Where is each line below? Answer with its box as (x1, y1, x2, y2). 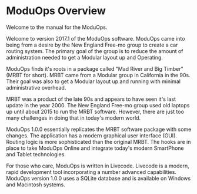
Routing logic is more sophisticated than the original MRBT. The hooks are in (6, 138, 191, 145)
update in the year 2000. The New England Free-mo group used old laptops (6, 101, 190, 108)
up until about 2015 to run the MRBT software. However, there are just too (6, 108, 184, 115)
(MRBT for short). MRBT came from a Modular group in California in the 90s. (6, 71, 191, 78)
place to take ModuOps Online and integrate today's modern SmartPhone (6, 144, 184, 152)
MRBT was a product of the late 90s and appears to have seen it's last (6, 96, 176, 103)
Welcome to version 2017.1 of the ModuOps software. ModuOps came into (6, 35, 185, 42)
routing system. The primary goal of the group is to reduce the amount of (6, 47, 183, 54)
